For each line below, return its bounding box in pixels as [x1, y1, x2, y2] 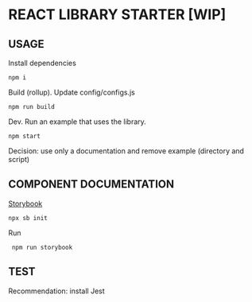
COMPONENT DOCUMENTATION [8, 177, 175, 192]
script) [8, 155, 30, 164]
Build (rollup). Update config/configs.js [8, 87, 135, 97]
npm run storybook [11, 243, 73, 251]
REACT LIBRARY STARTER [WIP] [8, 6, 227, 24]
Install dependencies [8, 58, 77, 68]
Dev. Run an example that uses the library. [8, 117, 147, 126]
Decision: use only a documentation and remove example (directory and [8, 146, 245, 156]
